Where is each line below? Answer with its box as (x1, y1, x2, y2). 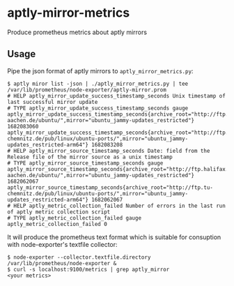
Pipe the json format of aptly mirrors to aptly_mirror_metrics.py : (7, 66, 194, 75)
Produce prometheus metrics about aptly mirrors (7, 28, 148, 36)
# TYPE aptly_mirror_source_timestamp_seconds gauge (7, 159, 164, 167)
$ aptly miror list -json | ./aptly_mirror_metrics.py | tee (7, 80, 189, 87)
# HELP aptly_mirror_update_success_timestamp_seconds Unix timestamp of (7, 92, 226, 99)
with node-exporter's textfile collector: (7, 240, 118, 248)
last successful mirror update (7, 98, 98, 105)
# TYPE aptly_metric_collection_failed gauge (7, 214, 141, 221)
